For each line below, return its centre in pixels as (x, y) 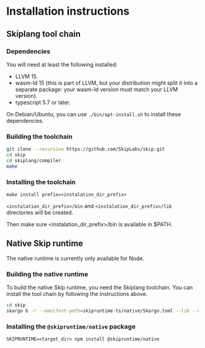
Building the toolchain (40, 136)
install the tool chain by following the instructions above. (77, 294)
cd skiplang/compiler (34, 160)
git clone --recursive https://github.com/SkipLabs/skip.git (86, 149)
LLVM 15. (27, 76)
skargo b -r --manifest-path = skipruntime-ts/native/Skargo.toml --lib (98, 311)
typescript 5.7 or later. (43, 102)
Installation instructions (68, 11)
